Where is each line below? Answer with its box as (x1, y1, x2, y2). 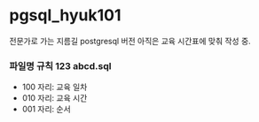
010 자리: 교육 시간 (21, 93, 88, 103)
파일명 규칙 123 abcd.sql (9, 59, 112, 72)
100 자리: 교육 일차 (21, 81, 88, 93)
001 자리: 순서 (21, 103, 71, 115)
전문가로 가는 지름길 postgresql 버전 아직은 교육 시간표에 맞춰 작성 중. (9, 35, 251, 46)
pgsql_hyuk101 (9, 5, 122, 26)
